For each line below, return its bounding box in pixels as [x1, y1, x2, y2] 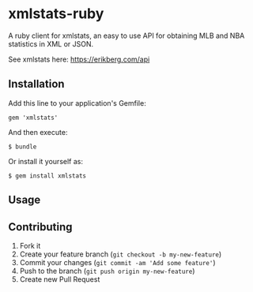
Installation [8, 77, 65, 91]
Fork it [19, 241, 41, 250]
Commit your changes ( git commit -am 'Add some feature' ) [19, 257, 216, 267]
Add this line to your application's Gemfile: [8, 98, 146, 107]
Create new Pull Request [19, 274, 100, 284]
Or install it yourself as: [8, 156, 83, 166]
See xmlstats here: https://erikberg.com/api [8, 54, 150, 64]
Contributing [8, 220, 73, 234]
